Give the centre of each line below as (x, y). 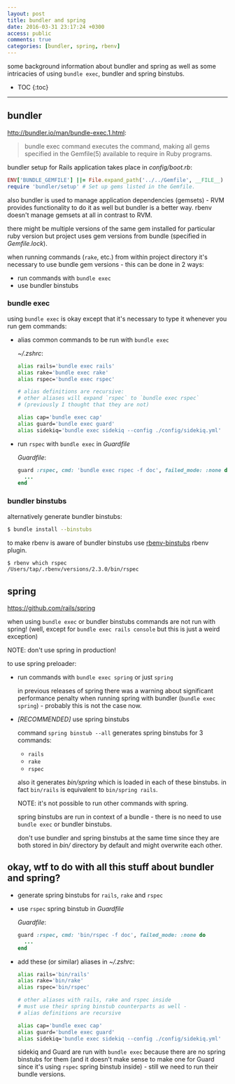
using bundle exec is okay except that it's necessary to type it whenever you (117, 319)
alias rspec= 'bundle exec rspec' (66, 379)
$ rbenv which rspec (37, 563)
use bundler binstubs (48, 285)
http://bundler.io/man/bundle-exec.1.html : (67, 132)
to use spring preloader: (42, 664)
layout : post (26, 14)
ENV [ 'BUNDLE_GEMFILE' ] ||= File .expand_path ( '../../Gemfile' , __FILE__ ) (115, 180)
